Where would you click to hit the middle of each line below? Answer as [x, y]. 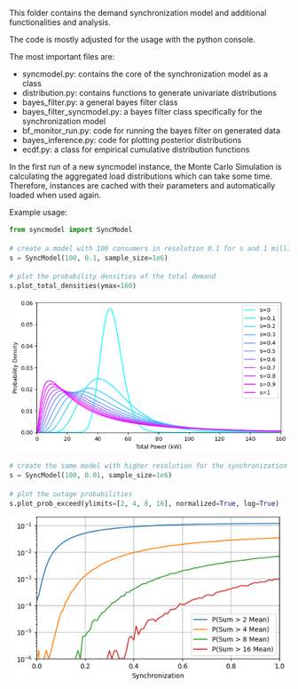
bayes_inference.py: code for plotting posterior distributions [132, 140]
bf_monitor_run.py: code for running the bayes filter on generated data [151, 131]
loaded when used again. [55, 195]
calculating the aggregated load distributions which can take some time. [141, 176]
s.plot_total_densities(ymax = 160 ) [73, 286]
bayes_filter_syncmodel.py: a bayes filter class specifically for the [142, 112]
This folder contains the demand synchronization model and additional [138, 13]
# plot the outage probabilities [71, 494]
